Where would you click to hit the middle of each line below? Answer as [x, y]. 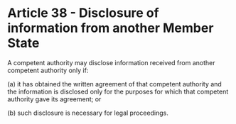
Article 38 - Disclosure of [83, 13]
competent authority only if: [48, 70]
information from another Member [111, 28]
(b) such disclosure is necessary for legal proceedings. [88, 113]
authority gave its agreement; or [54, 99]
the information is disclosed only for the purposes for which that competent [118, 91]
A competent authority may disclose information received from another [111, 62]
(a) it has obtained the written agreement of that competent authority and [114, 84]
